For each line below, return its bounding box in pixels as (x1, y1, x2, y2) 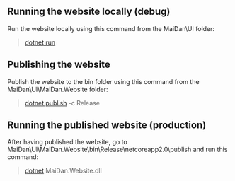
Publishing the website (7, 59, 111, 71)
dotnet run (24, 38, 56, 47)
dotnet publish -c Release (24, 98, 101, 107)
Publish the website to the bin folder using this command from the (7, 77, 200, 86)
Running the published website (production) (7, 119, 207, 132)
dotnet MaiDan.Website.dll (24, 166, 103, 175)
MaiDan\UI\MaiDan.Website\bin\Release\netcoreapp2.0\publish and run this (7, 145, 228, 154)
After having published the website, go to (7, 138, 127, 146)
